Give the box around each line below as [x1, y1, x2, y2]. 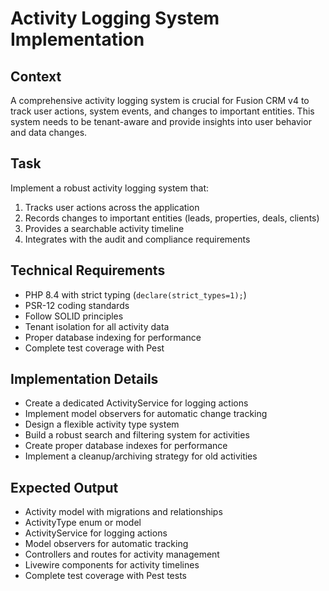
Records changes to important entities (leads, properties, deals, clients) [24, 212, 320, 224]
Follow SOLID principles [24, 310, 124, 322]
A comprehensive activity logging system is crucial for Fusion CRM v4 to [10, 95, 310, 106]
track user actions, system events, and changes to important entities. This [10, 105, 315, 117]
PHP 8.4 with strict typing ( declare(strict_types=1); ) [24, 288, 247, 301]
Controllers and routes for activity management [24, 548, 220, 561]
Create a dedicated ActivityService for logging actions [24, 397, 249, 409]
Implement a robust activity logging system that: [10, 182, 210, 194]
